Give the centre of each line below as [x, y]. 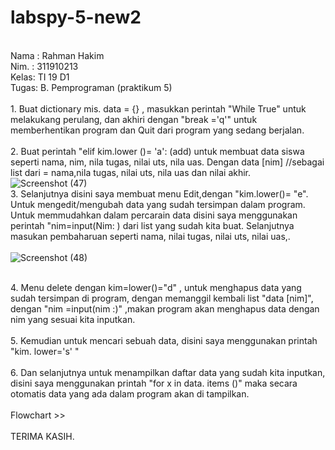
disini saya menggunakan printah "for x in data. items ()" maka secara [154, 383]
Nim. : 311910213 [44, 66]
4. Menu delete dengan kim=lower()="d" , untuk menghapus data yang [156, 287]
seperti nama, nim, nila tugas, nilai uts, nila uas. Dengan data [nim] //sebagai [167, 162]
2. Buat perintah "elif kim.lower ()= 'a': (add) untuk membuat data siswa [157, 151]
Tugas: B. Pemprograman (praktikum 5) [91, 87]
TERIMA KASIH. [42, 436]
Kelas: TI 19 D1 [40, 77]
